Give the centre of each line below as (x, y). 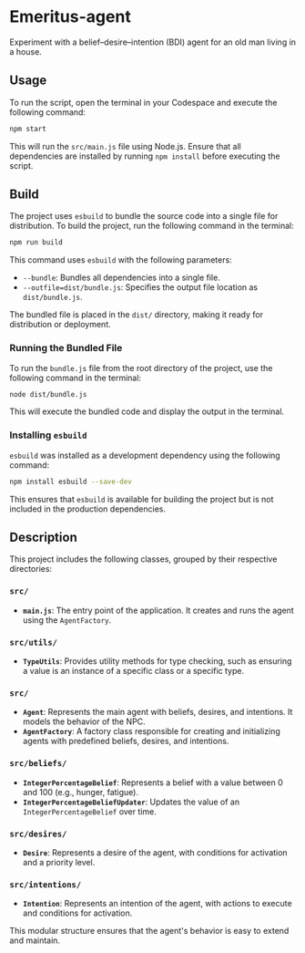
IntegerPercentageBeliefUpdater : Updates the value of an (131, 802)
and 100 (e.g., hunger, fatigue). (81, 792)
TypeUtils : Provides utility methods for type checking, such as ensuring (157, 661)
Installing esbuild (48, 435)
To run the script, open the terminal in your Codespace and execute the (143, 102)
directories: (31, 569)
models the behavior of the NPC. (84, 721)
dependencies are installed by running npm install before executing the (145, 156)
